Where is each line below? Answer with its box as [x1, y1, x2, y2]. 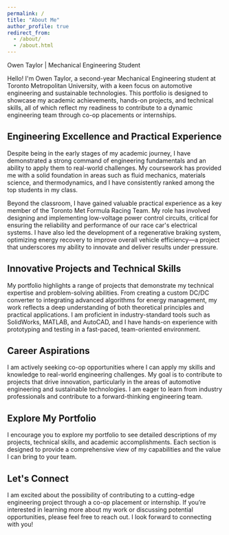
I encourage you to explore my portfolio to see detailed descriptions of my [7, 431, 217, 439]
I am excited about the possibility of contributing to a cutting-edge [7, 491, 195, 499]
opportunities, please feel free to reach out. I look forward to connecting [7, 513, 212, 521]
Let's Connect [7, 472, 69, 484]
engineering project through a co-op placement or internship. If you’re [7, 499, 206, 507]
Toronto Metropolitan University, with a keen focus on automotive [7, 82, 193, 90]
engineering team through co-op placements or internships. [7, 111, 177, 119]
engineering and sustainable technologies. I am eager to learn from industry [7, 385, 222, 393]
